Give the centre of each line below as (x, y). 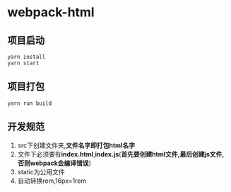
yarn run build (30, 103)
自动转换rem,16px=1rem (52, 181)
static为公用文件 (41, 171)
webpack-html (51, 12)
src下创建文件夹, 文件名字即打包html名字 (76, 145)
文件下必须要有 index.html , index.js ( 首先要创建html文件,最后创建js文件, (121, 154)
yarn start (23, 63)
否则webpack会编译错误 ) (54, 163)
